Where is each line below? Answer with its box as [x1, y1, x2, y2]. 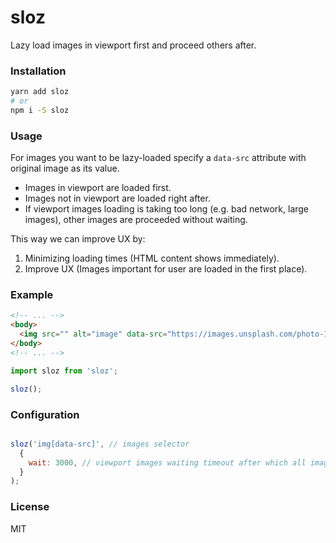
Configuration [10, 407, 80, 421]
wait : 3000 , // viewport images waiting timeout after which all [28, 457, 307, 468]
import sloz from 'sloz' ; [10, 366, 118, 376]
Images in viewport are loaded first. [24, 182, 172, 194]
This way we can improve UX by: [10, 233, 146, 245]
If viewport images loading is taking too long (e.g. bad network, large [24, 203, 310, 215]
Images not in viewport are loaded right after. [24, 192, 211, 205]
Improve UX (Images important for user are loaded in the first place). [24, 263, 308, 275]
